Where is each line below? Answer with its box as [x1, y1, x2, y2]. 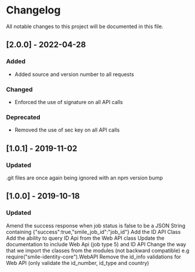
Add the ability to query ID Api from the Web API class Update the [6, 235, 165, 242]
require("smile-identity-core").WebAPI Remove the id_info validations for [6, 253, 182, 260]
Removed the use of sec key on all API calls [14, 126, 120, 133]
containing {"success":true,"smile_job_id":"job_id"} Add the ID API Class [6, 228, 181, 235]
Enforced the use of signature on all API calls [14, 98, 123, 105]
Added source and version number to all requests [14, 71, 135, 78]
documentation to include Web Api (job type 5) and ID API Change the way [6, 240, 186, 247]
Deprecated [6, 113, 41, 121]
